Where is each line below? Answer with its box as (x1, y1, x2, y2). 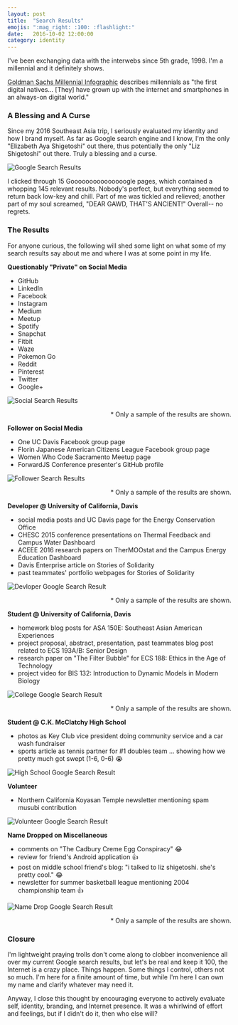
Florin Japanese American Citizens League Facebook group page (17, 445, 210, 453)
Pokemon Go (17, 352, 56, 360)
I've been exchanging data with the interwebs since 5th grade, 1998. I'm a (7, 56, 224, 65)
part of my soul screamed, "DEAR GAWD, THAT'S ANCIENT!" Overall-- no (7, 200, 224, 209)
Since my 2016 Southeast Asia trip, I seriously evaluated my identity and (7, 127, 219, 135)
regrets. (7, 207, 31, 216)
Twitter (17, 374, 39, 383)
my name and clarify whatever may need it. (7, 980, 134, 989)
